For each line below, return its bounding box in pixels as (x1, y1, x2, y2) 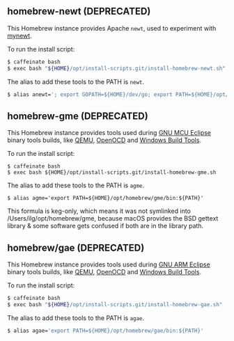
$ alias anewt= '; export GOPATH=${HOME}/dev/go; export (7, 90, 173, 98)
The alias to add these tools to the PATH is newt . (7, 77, 145, 86)
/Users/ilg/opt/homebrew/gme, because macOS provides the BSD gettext (7, 214, 219, 223)
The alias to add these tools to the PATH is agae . (7, 313, 145, 322)
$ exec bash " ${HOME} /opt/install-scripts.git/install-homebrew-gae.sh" (7, 301, 223, 308)
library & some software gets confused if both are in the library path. (7, 222, 204, 230)
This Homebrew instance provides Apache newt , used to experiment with (7, 24, 217, 32)
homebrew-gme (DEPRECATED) (7, 110, 148, 122)
